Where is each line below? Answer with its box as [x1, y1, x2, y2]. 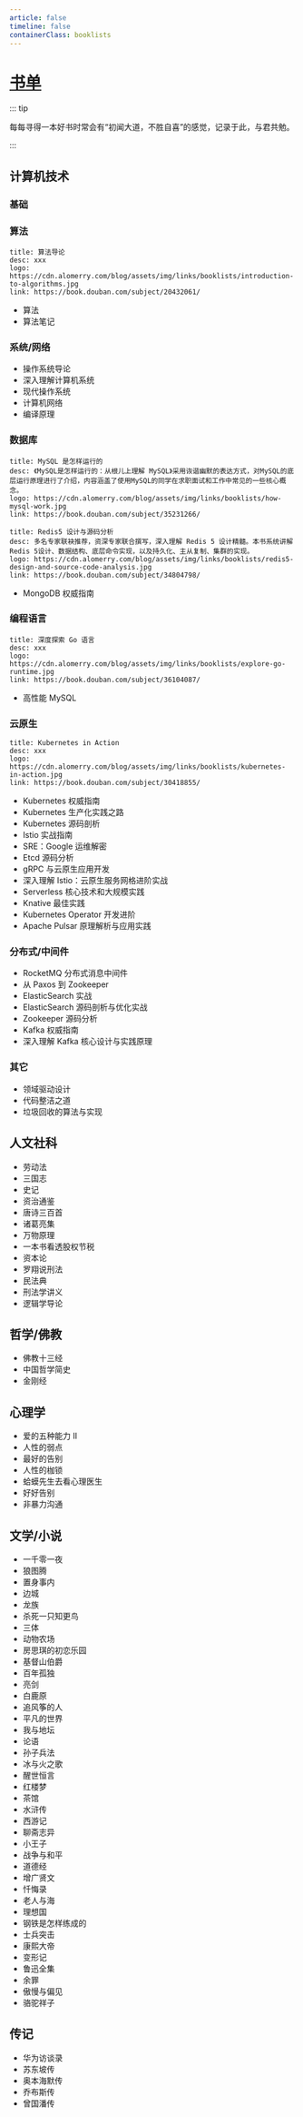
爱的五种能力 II [22, 1430, 78, 1442]
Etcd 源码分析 [22, 852, 74, 863]
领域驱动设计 [22, 1084, 71, 1094]
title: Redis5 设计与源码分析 [9, 527, 114, 537]
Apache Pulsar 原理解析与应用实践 [22, 921, 151, 932]
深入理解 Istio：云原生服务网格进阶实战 [22, 875, 169, 886]
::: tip [9, 103, 29, 114]
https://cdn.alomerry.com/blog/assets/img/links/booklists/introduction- [9, 271, 295, 280]
